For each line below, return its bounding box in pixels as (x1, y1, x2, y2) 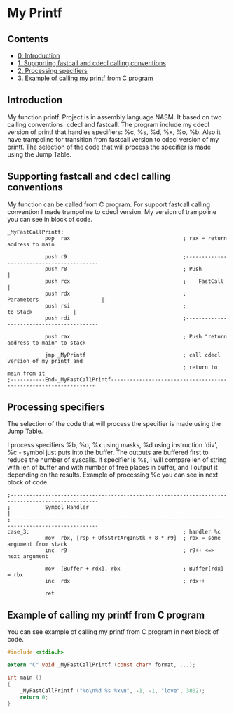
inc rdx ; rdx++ (44, 578, 205, 585)
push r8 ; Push (44, 265, 202, 272)
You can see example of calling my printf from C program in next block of (7, 628, 219, 636)
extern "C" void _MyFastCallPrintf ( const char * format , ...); (7, 661, 196, 668)
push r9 (44, 253, 68, 260)
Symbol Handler (44, 504, 90, 511)
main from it (7, 370, 46, 377)
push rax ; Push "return (44, 333, 228, 340)
